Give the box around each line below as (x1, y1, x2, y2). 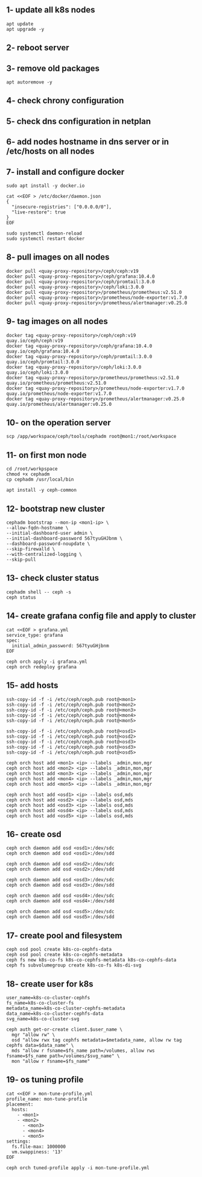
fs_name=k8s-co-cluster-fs (6, 1000, 74, 1006)
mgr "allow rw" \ (11, 1031, 55, 1038)
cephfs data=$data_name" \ (6, 1042, 74, 1048)
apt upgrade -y (6, 26, 45, 32)
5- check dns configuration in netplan (6, 116, 151, 126)
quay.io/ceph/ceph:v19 (6, 337, 63, 344)
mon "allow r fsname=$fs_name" (11, 1058, 90, 1064)
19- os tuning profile (6, 1075, 84, 1085)
